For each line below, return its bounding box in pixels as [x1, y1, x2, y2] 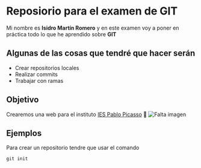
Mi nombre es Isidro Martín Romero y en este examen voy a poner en [6, 24, 179, 31]
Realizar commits [14, 71, 58, 78]
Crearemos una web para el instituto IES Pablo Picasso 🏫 [6, 111, 147, 118]
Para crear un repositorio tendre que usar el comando [6, 144, 140, 152]
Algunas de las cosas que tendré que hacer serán [6, 48, 196, 59]
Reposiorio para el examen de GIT [6, 4, 178, 18]
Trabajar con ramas [14, 77, 64, 84]
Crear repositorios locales [14, 64, 79, 71]
